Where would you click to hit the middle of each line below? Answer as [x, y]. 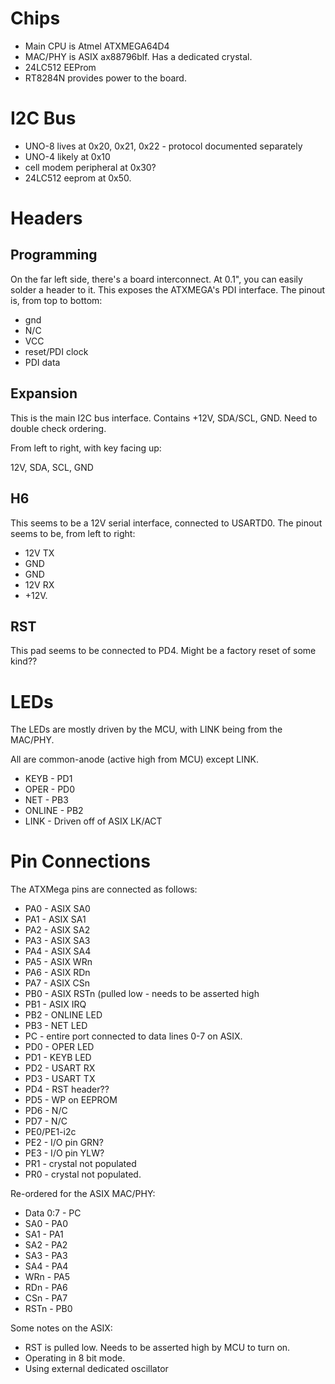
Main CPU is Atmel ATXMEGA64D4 [97, 46]
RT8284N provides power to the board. [105, 78]
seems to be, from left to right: [73, 533]
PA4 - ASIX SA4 [58, 951]
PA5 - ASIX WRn [58, 962]
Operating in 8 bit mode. [75, 1358]
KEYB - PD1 [48, 779]
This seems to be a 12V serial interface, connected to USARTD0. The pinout [166, 523]
